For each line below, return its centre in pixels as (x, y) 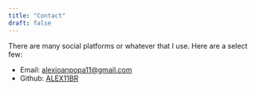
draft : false (30, 23)
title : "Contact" (37, 16)
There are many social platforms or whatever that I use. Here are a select (128, 45)
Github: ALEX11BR (49, 78)
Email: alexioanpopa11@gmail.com (76, 69)
